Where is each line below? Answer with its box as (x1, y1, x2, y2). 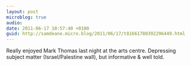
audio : (6, 20, 23, 26)
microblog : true (6, 14, 47, 20)
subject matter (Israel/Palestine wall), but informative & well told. (6, 54, 165, 61)
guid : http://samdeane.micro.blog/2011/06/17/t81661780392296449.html (6, 31, 186, 37)
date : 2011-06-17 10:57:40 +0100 (6, 25, 90, 32)
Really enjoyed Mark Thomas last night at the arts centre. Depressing (6, 47, 176, 54)
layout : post (6, 8, 39, 15)
